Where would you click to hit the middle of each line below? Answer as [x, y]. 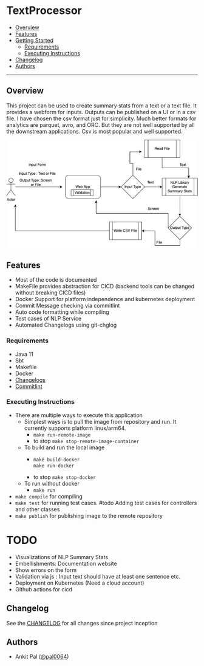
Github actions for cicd [44, 589]
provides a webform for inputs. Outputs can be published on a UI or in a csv [101, 112]
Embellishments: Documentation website [66, 563]
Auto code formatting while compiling [62, 312]
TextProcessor [44, 11]
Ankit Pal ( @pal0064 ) [42, 657]
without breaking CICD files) [50, 293]
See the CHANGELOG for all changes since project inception [82, 623]
